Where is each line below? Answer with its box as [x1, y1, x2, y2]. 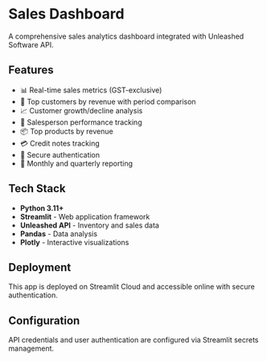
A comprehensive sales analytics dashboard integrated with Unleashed [8, 31, 244, 41]
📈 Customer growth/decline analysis [19, 105, 143, 115]
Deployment [8, 260, 72, 274]
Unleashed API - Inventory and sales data [19, 220, 159, 230]
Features [8, 64, 54, 77]
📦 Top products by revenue [19, 126, 114, 136]
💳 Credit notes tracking [19, 138, 101, 148]
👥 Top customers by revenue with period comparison [19, 96, 196, 106]
